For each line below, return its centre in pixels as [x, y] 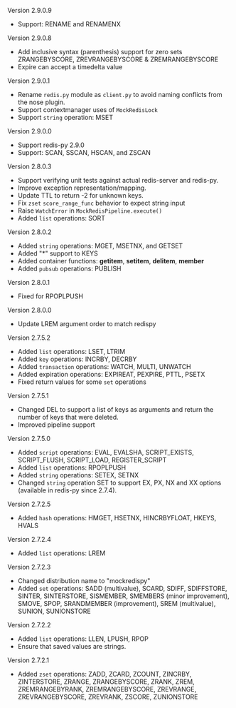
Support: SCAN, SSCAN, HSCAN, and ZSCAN [84, 152]
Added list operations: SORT [61, 218]
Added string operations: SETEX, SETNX [78, 475]
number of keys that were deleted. [68, 417]
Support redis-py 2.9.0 [51, 145]
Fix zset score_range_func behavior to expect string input [101, 203]
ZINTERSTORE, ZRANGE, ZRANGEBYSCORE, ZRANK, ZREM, [106, 682]
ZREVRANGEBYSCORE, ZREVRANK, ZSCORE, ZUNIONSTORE [108, 697]
